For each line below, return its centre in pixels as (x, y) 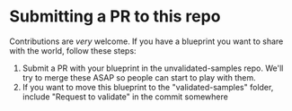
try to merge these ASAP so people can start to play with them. (139, 77)
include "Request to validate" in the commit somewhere (125, 97)
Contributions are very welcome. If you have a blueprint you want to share (146, 41)
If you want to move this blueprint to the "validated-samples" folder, (148, 87)
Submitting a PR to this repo (115, 17)
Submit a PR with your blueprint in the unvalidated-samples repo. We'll (153, 68)
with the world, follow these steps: (73, 50)
